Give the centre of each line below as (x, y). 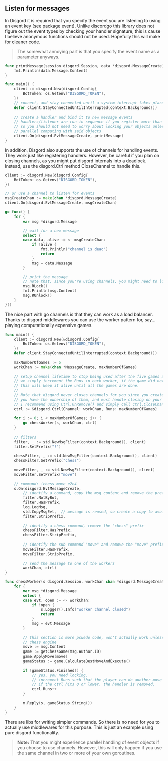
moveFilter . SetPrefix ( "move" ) (46, 474)
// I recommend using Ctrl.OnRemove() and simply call (72, 404)
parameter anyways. (38, 57)
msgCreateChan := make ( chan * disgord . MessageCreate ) (61, 198)
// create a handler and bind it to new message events (74, 117)
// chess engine (40, 642)
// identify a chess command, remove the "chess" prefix (83, 526)
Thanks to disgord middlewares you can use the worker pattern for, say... (80, 320)
